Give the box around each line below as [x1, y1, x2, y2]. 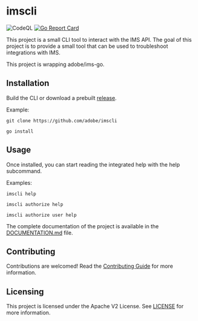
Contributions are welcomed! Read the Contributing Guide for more [6, 262, 173, 270]
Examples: [6, 179, 32, 186]
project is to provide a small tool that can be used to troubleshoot [6, 42, 168, 50]
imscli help [6, 191, 36, 197]
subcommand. [6, 167, 42, 174]
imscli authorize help [6, 201, 63, 207]
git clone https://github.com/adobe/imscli [6, 117, 118, 124]
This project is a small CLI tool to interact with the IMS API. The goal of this [6, 36, 192, 43]
